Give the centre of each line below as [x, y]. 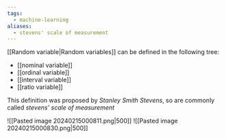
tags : [15, 13]
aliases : [20, 26]
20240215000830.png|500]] [48, 128]
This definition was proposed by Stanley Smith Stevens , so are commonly [111, 101]
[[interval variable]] [44, 80]
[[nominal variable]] [45, 65]
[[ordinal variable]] [43, 73]
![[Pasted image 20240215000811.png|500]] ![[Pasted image [92, 121]
